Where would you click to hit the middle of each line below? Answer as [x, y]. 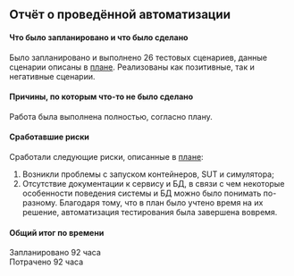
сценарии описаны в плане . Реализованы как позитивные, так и [132, 67]
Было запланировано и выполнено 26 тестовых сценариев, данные [139, 57]
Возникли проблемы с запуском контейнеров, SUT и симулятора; [148, 174]
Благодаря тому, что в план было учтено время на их [161, 203]
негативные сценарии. [52, 76]
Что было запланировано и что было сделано [99, 37]
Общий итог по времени [57, 232]
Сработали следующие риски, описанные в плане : [106, 157]
